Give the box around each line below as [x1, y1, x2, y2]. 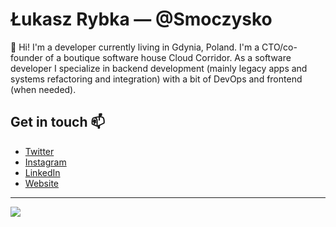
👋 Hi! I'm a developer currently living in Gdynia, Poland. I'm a [10, 41, 260, 53]
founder [10, 51, 43, 63]
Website [24, 177, 60, 189]
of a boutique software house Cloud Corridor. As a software [44, 51, 292, 63]
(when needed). [10, 83, 77, 95]
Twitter [24, 145, 55, 157]
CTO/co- [261, 41, 298, 53]
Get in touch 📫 [10, 114, 106, 131]
